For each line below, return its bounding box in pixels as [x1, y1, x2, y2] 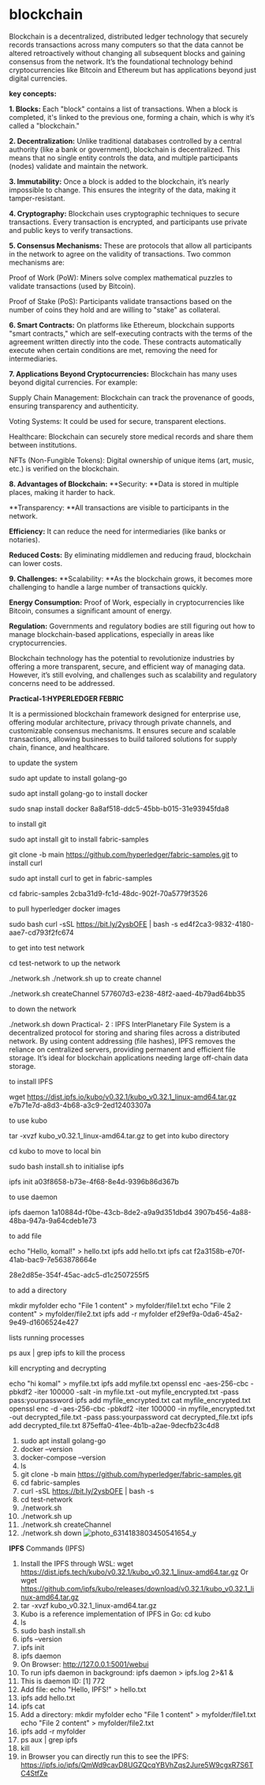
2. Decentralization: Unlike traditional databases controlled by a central [9, 136, 242, 145]
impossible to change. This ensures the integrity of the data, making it [9, 185, 237, 194]
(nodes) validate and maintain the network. [9, 161, 148, 171]
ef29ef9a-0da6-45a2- [170, 1309, 243, 1318]
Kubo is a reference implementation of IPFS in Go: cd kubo [20, 1609, 211, 1618]
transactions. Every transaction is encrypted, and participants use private [9, 217, 248, 227]
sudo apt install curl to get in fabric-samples [9, 873, 153, 883]
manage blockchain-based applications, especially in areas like [9, 629, 215, 639]
